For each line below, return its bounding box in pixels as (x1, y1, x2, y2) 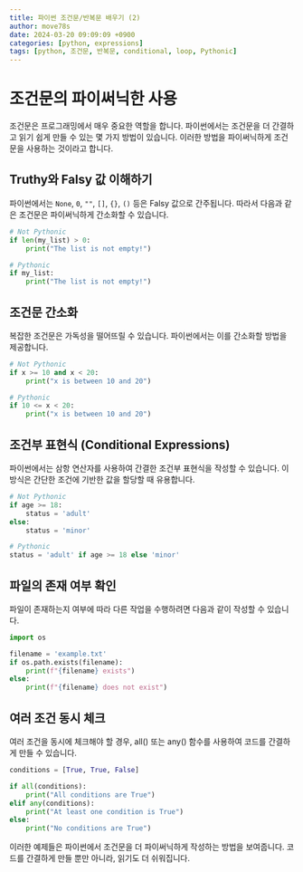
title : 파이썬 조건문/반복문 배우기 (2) (9, 13, 141, 23)
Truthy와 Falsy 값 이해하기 (9, 172, 153, 187)
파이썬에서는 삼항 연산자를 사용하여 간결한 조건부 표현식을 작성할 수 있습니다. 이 (9, 463, 289, 474)
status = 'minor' (25, 526, 91, 535)
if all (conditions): (9, 781, 88, 791)
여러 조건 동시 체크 (9, 710, 106, 725)
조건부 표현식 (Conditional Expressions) (9, 436, 231, 453)
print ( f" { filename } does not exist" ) (25, 683, 168, 693)
